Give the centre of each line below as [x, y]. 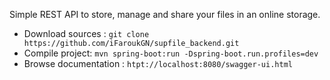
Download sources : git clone [86, 33]
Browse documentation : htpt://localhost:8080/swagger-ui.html [158, 63]
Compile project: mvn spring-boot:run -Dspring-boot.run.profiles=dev [171, 53]
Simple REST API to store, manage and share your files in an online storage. [165, 14]
